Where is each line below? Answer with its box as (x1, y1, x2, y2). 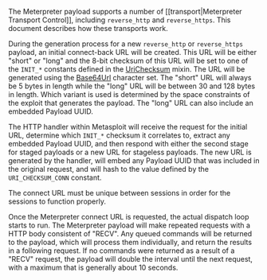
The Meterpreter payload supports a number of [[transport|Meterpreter (8, 7, 242, 16)
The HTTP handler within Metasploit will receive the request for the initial (8, 122, 248, 131)
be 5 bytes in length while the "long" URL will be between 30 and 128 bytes (8, 81, 256, 91)
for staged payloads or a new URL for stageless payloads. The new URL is (8, 147, 253, 157)
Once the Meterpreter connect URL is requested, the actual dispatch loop (8, 212, 249, 221)
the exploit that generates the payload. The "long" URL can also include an (8, 99, 253, 107)
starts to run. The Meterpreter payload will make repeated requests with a (8, 220, 251, 230)
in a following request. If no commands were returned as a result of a (8, 246, 235, 255)
